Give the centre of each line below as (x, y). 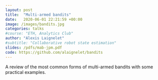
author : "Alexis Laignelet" (35, 38)
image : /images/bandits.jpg (35, 24)
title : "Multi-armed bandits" (38, 15)
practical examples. (26, 72)
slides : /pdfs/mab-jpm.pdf (34, 48)
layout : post (19, 10)
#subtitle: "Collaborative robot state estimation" (61, 43)
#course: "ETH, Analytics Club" (39, 33)
